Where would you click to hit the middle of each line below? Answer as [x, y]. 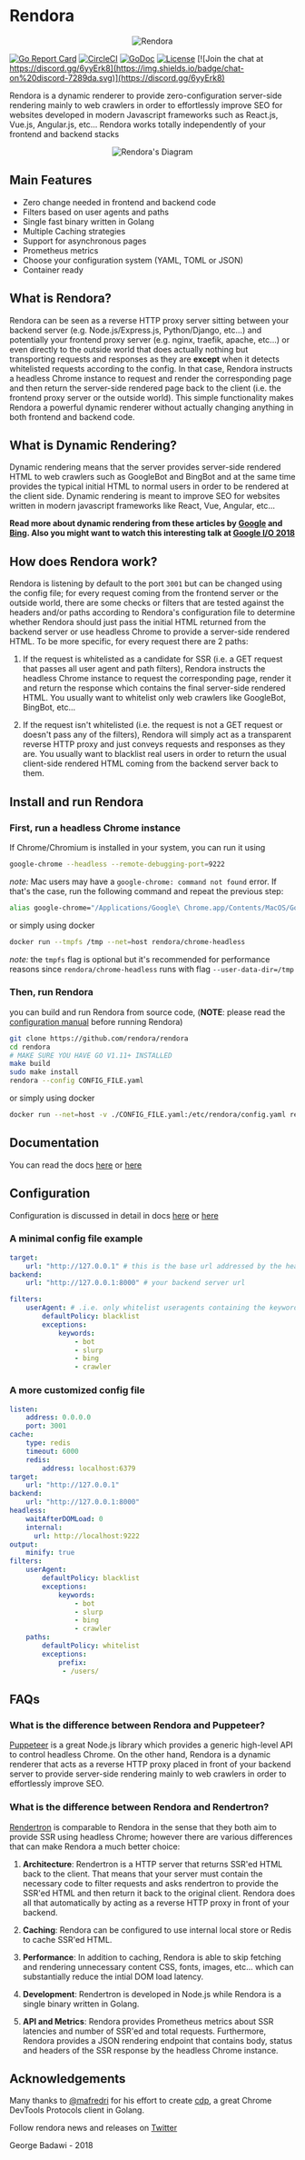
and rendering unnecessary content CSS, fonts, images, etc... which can [158, 1966]
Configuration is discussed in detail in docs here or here [114, 1215]
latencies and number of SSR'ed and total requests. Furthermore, [144, 2031]
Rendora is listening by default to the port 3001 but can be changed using [146, 583]
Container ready [53, 270]
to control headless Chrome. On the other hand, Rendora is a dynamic [140, 1755]
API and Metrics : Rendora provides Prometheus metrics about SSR [148, 2021]
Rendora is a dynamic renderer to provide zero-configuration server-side [146, 95]
